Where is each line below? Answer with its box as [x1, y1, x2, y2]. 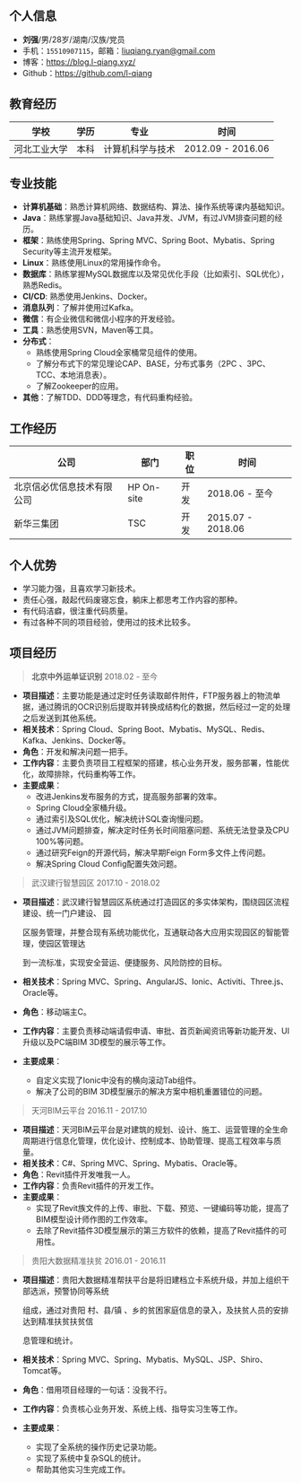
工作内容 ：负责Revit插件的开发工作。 [21, 1180, 159, 1191]
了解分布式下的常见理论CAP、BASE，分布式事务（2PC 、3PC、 [35, 358, 271, 370]
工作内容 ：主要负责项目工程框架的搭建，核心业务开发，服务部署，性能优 [21, 757, 289, 768]
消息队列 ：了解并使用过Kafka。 [21, 302, 139, 313]
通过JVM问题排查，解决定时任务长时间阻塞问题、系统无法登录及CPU [35, 824, 289, 835]
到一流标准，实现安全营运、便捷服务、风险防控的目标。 [21, 956, 227, 967]
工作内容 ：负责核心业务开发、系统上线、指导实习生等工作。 [21, 1403, 243, 1414]
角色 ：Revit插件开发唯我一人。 [21, 1169, 136, 1180]
